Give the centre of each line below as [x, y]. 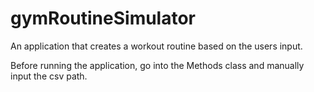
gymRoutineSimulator [103, 18]
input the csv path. [49, 76]
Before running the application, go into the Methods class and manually [157, 65]
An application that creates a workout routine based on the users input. [156, 46]
